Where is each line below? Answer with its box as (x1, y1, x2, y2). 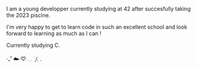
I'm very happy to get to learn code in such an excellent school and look (6, 24, 188, 30)
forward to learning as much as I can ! (6, 30, 102, 37)
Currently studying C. (6, 42, 60, 49)
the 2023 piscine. (6, 12, 51, 19)
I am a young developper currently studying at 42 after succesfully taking (6, 5, 191, 12)
